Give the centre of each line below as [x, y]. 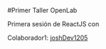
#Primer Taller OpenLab [42, 10]
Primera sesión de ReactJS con [53, 24]
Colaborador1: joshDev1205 [48, 38]
